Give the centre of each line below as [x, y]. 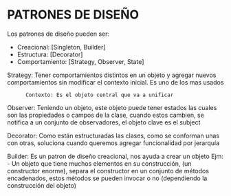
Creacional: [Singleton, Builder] [61, 47]
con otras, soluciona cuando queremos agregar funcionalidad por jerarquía [113, 143]
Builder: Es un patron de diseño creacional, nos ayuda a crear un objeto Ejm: [115, 156]
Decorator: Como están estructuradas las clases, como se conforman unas [113, 135]
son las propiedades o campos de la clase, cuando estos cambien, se [106, 115]
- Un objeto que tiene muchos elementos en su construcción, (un [99, 163]
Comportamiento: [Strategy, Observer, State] [80, 61]
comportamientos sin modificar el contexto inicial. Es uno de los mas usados [115, 82]
